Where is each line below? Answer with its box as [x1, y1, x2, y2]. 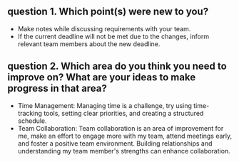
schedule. [17, 117, 48, 125]
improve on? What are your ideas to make [7, 71, 196, 84]
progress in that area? [7, 82, 107, 94]
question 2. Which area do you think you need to [7, 60, 227, 72]
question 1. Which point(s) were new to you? [7, 6, 209, 18]
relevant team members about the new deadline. [17, 39, 161, 48]
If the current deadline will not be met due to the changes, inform [17, 32, 209, 40]
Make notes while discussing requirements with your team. [17, 24, 191, 33]
